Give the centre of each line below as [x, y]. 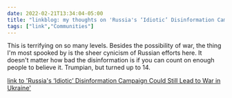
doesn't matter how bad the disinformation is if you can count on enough [111, 60]
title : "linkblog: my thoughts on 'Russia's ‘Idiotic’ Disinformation [111, 20]
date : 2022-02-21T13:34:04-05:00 [55, 13]
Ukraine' [19, 88]
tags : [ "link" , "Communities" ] [51, 26]
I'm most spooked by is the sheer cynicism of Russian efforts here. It [105, 53]
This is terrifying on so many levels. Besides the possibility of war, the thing [114, 46]
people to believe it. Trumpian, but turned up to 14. [79, 68]
